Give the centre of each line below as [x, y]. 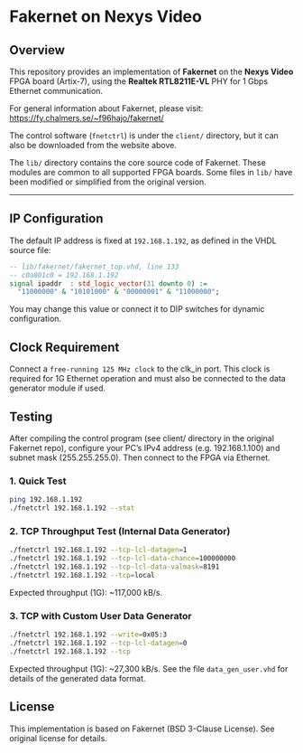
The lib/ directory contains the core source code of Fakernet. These [138, 163]
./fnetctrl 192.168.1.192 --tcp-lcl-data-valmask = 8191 [115, 567]
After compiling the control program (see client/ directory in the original [142, 438]
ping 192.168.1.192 [46, 500]
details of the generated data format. [78, 678]
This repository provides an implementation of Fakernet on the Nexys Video [151, 71]
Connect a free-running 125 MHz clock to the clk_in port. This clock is [140, 369]
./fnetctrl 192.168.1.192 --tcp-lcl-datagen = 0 [98, 643]
